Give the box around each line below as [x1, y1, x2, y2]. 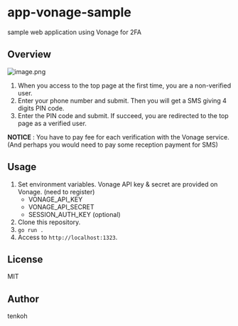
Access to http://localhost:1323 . [17, 233, 118, 241]
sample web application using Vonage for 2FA [7, 28, 142, 36]
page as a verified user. [17, 119, 87, 127]
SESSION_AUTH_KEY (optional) [28, 210, 121, 219]
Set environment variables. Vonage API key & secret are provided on [17, 179, 218, 189]
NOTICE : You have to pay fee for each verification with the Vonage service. [7, 132, 229, 141]
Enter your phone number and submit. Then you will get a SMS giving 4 [17, 96, 227, 105]
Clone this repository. [17, 218, 81, 226]
